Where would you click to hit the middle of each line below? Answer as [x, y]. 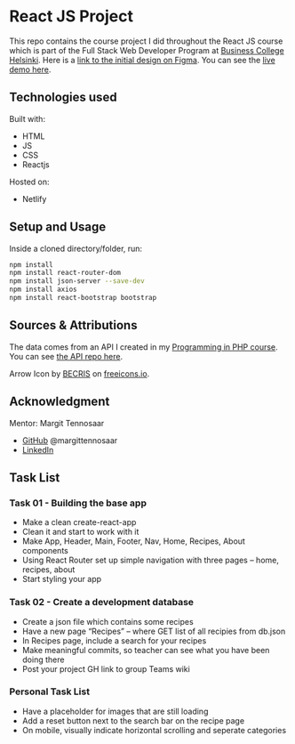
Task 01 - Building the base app [78, 503]
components [45, 551]
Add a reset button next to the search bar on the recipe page [133, 720]
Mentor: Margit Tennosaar [57, 423]
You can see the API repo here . [66, 356]
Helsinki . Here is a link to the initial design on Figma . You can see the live [142, 60]
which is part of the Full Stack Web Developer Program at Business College [147, 50]
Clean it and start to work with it [80, 532]
